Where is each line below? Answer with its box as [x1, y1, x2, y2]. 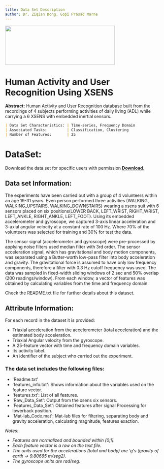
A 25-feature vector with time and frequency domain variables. [12, 343, 140, 348]
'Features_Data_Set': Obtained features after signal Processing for [12, 402, 147, 408]
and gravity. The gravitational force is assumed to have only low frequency [5, 259, 157, 265]
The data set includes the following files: [5, 365, 105, 372]
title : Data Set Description [5, 7, 65, 12]
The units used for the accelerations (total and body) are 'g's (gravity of [12, 447, 159, 453]
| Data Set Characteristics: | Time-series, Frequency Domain [5, 123, 135, 128]
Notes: [5, 428, 19, 434]
